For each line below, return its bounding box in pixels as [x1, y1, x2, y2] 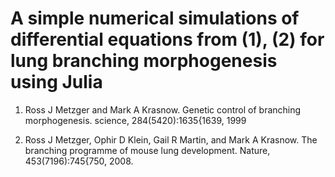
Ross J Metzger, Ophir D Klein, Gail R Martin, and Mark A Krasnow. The [24, 133, 318, 146]
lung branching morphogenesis [10, 50, 278, 72]
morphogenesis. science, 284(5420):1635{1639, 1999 [24, 114, 247, 126]
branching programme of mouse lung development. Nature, [24, 144, 271, 156]
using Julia [10, 71, 103, 94]
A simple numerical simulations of [10, 7, 300, 30]
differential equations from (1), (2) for [10, 28, 325, 51]
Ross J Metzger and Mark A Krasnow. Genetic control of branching [24, 103, 302, 116]
